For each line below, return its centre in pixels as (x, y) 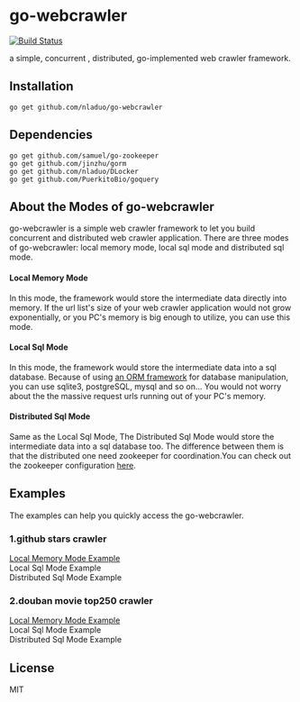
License (32, 668)
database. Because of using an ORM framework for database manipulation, (149, 377)
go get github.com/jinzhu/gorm (68, 163)
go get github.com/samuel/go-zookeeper (84, 155)
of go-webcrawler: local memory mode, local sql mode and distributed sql (147, 248)
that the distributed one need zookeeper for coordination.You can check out (150, 455)
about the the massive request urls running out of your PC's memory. (138, 396)
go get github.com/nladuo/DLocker (74, 171)
